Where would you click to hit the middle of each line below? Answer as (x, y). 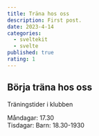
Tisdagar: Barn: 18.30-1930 (46, 125)
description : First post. (44, 20)
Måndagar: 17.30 (30, 118)
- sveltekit (31, 40)
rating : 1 (21, 59)
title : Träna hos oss (38, 14)
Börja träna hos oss (49, 88)
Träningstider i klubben (40, 104)
